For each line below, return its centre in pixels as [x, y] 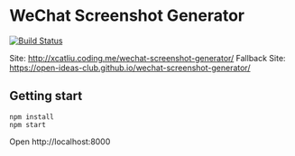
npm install [32, 117]
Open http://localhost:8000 [60, 142]
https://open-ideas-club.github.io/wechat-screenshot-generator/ [130, 68]
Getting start [46, 96]
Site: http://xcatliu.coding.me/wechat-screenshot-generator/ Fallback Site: [147, 58]
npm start [28, 124]
